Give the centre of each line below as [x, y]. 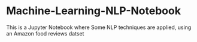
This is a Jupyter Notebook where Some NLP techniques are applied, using [99, 27]
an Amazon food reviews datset [45, 33]
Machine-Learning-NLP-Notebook [94, 11]
